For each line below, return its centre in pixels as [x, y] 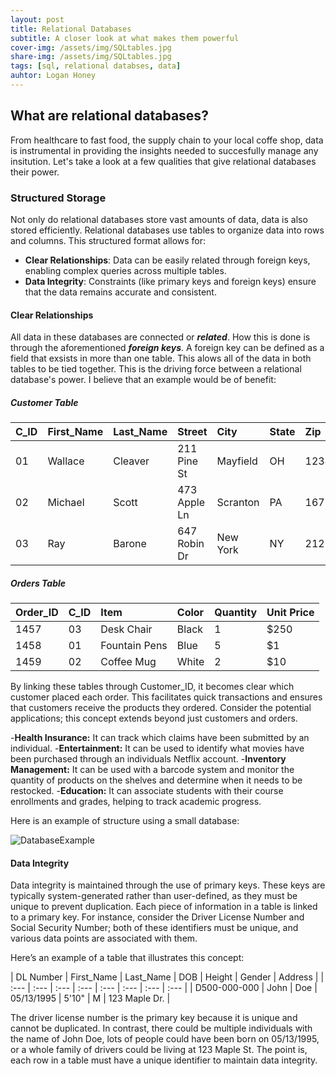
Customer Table [44, 402]
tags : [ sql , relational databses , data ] [96, 66]
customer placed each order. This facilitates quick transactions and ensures [166, 697]
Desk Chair [126, 629]
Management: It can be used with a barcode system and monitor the [152, 770]
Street [192, 432]
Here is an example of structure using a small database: [125, 821]
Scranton [238, 503]
